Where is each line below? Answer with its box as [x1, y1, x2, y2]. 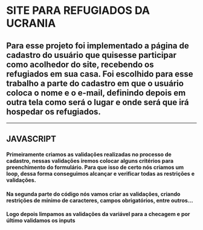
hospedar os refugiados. [6, 106, 101, 117]
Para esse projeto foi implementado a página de [6, 40, 189, 51]
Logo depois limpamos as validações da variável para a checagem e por [6, 211, 190, 218]
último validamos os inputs [6, 217, 76, 224]
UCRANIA [6, 16, 56, 30]
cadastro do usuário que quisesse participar [6, 50, 177, 60]
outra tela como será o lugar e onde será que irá [6, 97, 189, 107]
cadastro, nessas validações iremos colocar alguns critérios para [6, 157, 174, 164]
